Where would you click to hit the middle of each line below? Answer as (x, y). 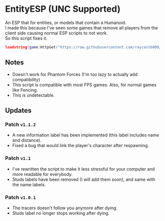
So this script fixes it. (26, 38)
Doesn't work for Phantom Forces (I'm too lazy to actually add (75, 74)
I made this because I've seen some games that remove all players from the (82, 27)
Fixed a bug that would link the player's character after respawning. (81, 146)
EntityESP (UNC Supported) (63, 9)
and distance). (27, 140)
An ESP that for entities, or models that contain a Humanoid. (66, 23)
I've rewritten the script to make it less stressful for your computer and (83, 169)
